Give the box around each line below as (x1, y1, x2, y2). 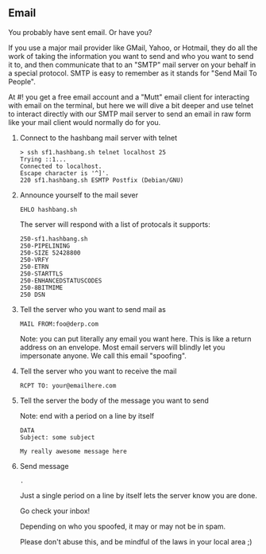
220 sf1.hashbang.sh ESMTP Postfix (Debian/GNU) (19, 176, 184, 184)
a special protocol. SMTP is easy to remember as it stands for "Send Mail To (8, 68, 257, 78)
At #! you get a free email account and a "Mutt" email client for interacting (8, 92, 250, 102)
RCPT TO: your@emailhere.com (19, 381, 117, 389)
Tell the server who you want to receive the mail (19, 366, 177, 376)
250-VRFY (19, 256, 49, 263)
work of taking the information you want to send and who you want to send (8, 51, 254, 60)
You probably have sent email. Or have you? (8, 27, 152, 37)
